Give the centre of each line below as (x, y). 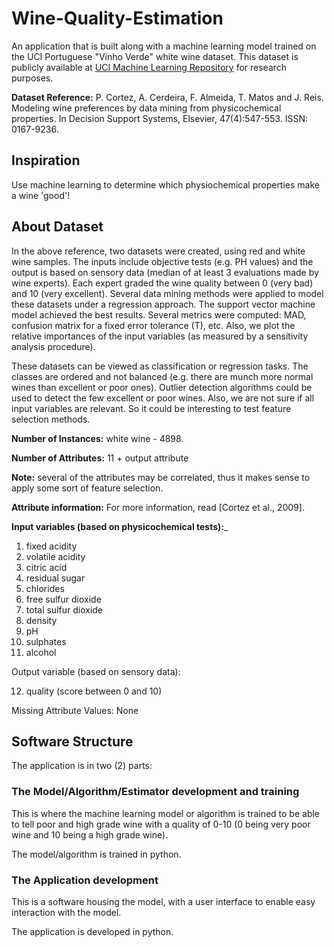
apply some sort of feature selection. (87, 488)
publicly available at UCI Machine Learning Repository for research (149, 67)
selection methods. (51, 419)
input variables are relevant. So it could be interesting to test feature (151, 408)
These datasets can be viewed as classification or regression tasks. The (160, 366)
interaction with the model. (66, 912)
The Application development (85, 880)
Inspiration (46, 160)
